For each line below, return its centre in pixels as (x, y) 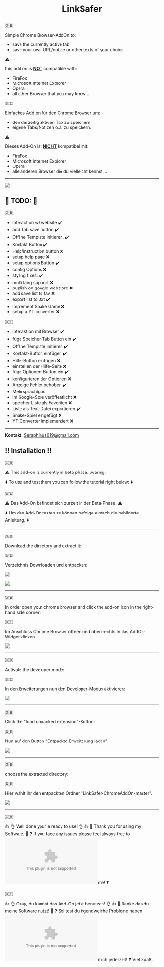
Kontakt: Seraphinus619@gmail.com (42, 435)
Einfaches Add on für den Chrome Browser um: (53, 113)
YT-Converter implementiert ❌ (43, 421)
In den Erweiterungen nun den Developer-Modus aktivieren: (65, 689)
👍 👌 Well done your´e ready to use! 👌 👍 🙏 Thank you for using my (73, 826)
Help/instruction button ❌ (38, 251)
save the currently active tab (41, 44)
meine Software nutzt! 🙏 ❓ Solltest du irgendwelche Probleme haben (74, 911)
